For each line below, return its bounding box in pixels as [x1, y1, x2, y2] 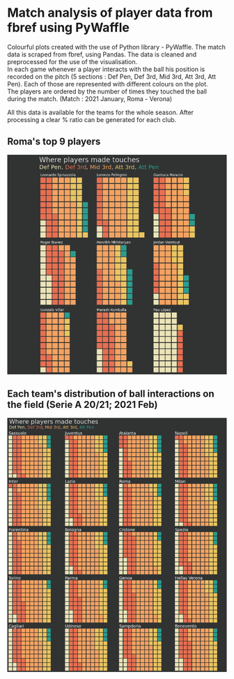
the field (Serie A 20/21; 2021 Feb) [7, 399, 158, 411]
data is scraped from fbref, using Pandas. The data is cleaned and [7, 50, 197, 59]
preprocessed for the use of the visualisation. [7, 57, 138, 66]
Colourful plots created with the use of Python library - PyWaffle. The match [7, 43, 226, 51]
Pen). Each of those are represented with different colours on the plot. [7, 79, 208, 88]
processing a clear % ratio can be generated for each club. [7, 115, 177, 123]
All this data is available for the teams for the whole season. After [7, 108, 194, 116]
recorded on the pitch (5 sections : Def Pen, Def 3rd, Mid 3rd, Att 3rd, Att [7, 72, 217, 81]
